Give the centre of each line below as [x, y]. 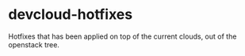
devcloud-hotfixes [71, 15]
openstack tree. [34, 44]
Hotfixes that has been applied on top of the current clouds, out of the [122, 36]
